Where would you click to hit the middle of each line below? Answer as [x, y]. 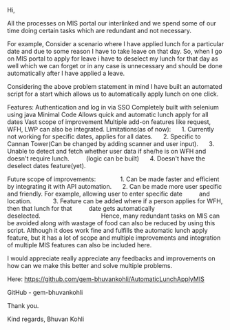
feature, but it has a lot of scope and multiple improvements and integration [114, 238]
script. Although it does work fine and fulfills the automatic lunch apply [107, 230]
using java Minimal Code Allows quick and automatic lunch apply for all [108, 114]
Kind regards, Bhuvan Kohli [46, 319]
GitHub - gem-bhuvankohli [45, 292]
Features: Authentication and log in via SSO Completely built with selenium [113, 107]
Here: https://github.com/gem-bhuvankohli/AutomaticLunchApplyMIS [106, 279]
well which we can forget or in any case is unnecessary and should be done [115, 66]
